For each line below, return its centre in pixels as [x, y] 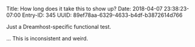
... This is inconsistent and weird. [47, 38]
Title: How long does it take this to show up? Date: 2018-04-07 [84, 9]
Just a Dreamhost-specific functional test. [59, 27]
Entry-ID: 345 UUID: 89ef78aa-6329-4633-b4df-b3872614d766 [102, 15]
